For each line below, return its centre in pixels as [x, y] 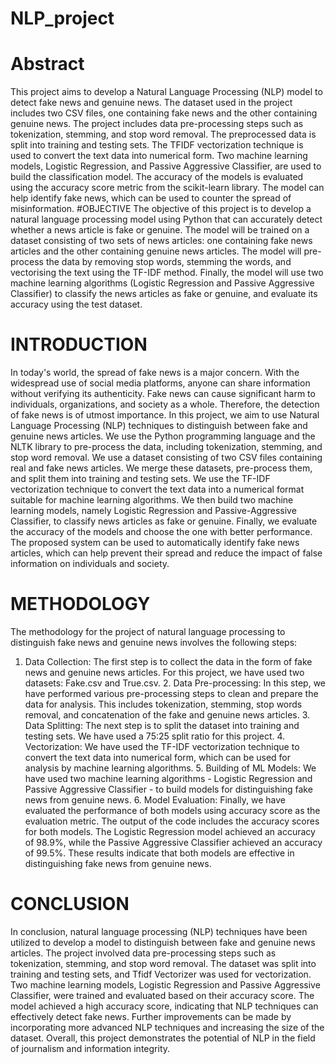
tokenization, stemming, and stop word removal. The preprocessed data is [163, 134]
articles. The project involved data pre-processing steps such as [143, 953]
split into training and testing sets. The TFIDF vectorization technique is [157, 145]
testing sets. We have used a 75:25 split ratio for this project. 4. [155, 736]
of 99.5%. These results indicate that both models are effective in [159, 853]
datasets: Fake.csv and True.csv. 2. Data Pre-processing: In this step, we [175, 683]
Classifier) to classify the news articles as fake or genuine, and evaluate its [164, 294]
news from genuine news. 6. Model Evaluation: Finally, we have [155, 800]
